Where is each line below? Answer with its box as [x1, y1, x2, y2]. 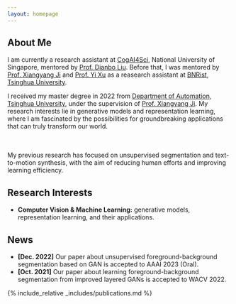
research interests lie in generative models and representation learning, [7, 107, 216, 116]
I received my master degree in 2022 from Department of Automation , [7, 92, 212, 100]
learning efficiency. [7, 166, 64, 175]
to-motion [7, 158, 37, 167]
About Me [7, 37, 52, 49]
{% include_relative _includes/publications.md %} [7, 289, 152, 298]
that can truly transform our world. [7, 122, 108, 131]
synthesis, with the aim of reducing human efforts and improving [38, 158, 227, 167]
